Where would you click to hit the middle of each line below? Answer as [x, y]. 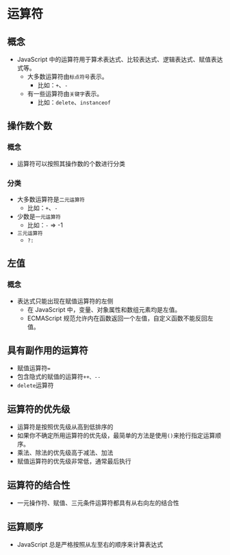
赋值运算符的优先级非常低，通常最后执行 [74, 462]
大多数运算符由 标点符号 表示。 [67, 77]
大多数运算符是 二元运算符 [51, 199]
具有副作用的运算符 [48, 351]
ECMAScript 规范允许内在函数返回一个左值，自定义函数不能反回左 [120, 318]
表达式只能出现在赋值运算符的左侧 [65, 301]
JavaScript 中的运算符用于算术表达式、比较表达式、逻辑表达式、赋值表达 [120, 59]
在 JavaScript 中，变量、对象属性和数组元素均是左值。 [104, 309]
